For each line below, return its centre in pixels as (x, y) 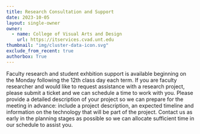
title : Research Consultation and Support (60, 12)
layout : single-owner (33, 23)
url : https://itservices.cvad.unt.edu (65, 40)
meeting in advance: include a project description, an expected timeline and (100, 105)
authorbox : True (26, 56)
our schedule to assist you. (40, 124)
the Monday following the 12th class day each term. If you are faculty (92, 80)
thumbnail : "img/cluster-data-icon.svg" (58, 46)
